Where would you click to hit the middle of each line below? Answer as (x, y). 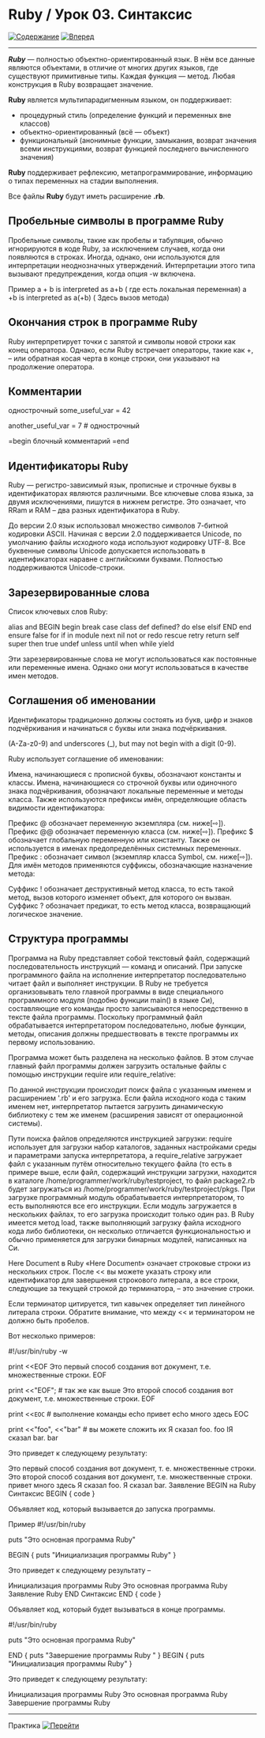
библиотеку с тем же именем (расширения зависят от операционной (126, 1115)
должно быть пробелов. (49, 1320)
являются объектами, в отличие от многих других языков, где (113, 67)
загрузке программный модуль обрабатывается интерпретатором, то (126, 1197)
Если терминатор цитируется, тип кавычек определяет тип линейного (127, 1304)
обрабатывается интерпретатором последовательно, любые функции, (127, 1025)
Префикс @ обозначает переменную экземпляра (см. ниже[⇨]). (117, 823)
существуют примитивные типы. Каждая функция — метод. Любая (121, 76)
